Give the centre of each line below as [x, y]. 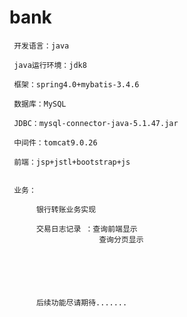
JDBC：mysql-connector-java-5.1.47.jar [96, 123]
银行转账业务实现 [66, 209]
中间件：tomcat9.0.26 [55, 142]
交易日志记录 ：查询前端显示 [86, 229]
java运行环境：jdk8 [50, 65]
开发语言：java [41, 46]
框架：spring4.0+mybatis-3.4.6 [76, 84]
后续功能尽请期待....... [81, 302]
